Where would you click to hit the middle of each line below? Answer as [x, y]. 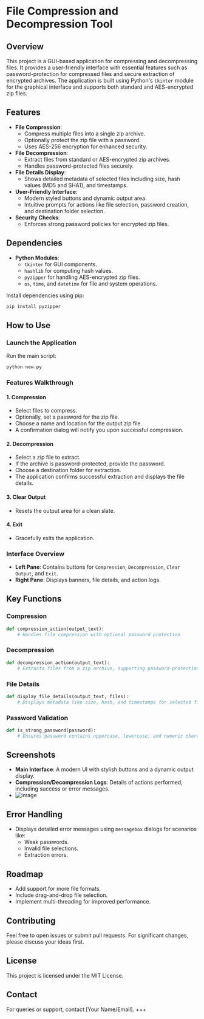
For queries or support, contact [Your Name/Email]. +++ [76, 1009]
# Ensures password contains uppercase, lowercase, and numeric [100, 736]
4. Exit [15, 524]
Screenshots [31, 755]
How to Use [29, 325]
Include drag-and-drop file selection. [61, 895]
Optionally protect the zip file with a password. [82, 140]
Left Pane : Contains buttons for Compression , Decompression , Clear [97, 567]
